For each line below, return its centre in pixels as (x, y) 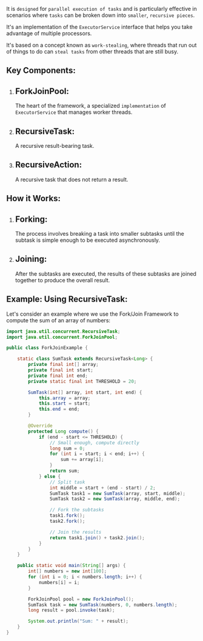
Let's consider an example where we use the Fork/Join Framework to (92, 314)
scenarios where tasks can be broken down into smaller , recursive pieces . (101, 15)
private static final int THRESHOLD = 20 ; (82, 381)
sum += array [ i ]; (82, 460)
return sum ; (65, 471)
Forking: (31, 219)
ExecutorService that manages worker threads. (74, 112)
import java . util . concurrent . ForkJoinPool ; (62, 337)
